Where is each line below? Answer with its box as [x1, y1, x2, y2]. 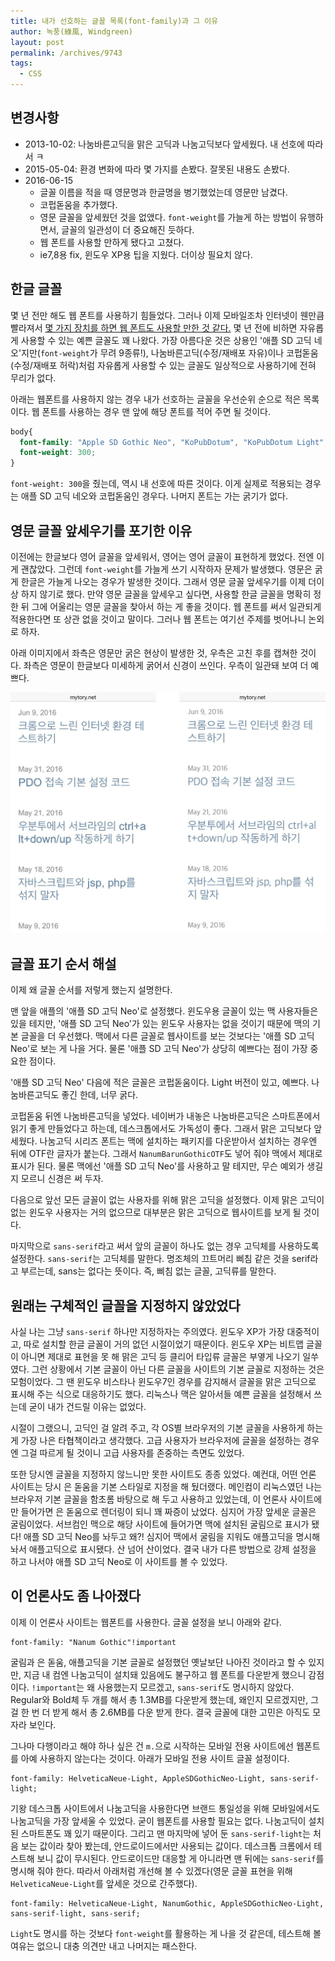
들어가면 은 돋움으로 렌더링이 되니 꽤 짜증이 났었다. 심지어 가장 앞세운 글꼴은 [20, 1505, 317, 1517]
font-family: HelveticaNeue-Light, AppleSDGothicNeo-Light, [10, 1773, 267, 1784]
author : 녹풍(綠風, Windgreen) [10, 26, 134, 37]
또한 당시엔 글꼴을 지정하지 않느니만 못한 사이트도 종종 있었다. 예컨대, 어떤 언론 [10, 1468, 317, 1480]
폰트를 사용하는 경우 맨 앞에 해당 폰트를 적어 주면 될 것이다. [41, 405, 271, 417]
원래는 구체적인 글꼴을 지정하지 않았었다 [10, 1297, 241, 1314]
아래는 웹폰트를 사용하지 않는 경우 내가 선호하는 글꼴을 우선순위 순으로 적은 [10, 393, 302, 405]
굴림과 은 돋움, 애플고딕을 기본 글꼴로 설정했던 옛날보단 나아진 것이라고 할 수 [10, 1656, 307, 1668]
